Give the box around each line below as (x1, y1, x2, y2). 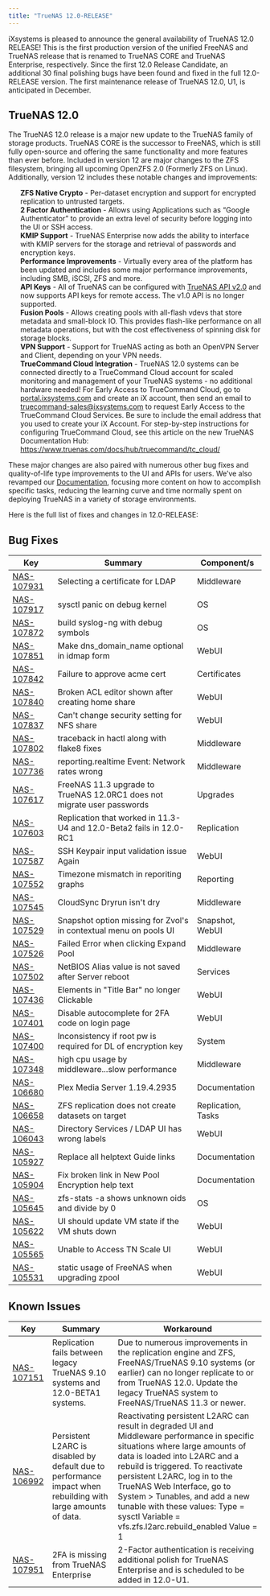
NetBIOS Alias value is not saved (57, 961, 181, 972)
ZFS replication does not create (57, 1100, 177, 1111)
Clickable (57, 995, 93, 1006)
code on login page (57, 1017, 131, 1029)
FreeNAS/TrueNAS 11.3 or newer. (117, 1397, 247, 1408)
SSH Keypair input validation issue (57, 846, 187, 857)
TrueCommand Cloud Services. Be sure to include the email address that (19, 410, 261, 420)
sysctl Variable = (117, 1511, 181, 1522)
